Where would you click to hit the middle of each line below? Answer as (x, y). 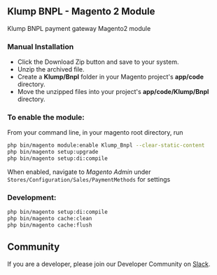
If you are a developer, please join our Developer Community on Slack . (109, 264)
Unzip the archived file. (51, 69)
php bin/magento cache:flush (50, 225)
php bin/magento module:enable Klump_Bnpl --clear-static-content (106, 146)
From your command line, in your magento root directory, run (95, 133)
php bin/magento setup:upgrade (53, 152)
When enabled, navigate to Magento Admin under (79, 172)
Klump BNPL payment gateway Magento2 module (79, 28)
